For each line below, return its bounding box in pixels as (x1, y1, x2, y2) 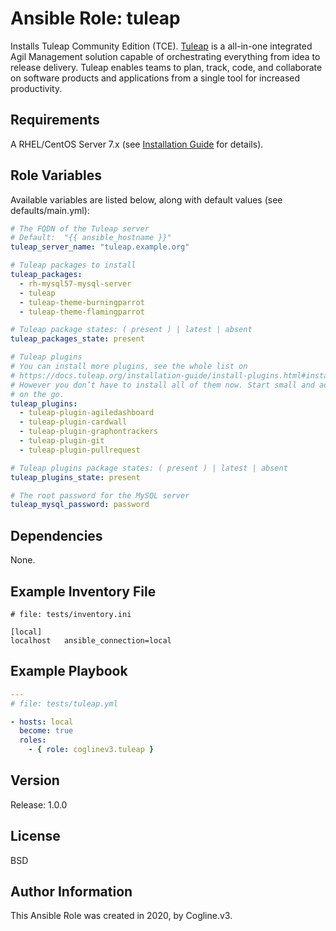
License (10, 828, 61, 845)
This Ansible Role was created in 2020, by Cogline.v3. (10, 910, 233, 922)
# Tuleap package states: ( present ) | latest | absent (10, 325, 253, 335)
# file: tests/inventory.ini (10, 609, 132, 619)
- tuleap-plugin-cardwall (19, 417, 128, 427)
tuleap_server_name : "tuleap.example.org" (10, 242, 190, 252)
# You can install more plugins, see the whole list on (10, 362, 248, 372)
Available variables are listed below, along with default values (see (10, 193, 283, 206)
